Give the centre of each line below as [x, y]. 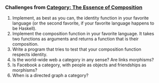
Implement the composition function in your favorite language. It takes [83, 34]
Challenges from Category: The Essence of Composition [74, 7]
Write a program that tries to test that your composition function [77, 49]
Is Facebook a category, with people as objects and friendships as [79, 65]
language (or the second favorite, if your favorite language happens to [83, 23]
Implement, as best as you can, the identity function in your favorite [80, 18]
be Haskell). [24, 28]
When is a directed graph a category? [50, 76]
